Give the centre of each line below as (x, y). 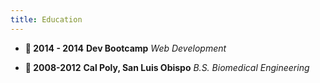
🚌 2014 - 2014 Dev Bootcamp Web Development (125, 48)
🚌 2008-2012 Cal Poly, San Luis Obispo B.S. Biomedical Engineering (167, 67)
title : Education (46, 19)
